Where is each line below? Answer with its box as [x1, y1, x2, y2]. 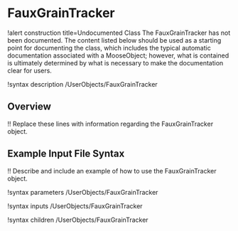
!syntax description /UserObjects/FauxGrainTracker [7, 80, 158, 88]
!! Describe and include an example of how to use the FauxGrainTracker [7, 166, 217, 175]
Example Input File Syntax [7, 148, 125, 160]
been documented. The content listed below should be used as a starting [7, 36, 222, 44]
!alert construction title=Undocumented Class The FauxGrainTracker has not [7, 28, 231, 37]
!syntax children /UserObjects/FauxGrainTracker [7, 215, 148, 224]
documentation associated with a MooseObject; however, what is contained [7, 51, 229, 60]
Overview [7, 101, 52, 113]
